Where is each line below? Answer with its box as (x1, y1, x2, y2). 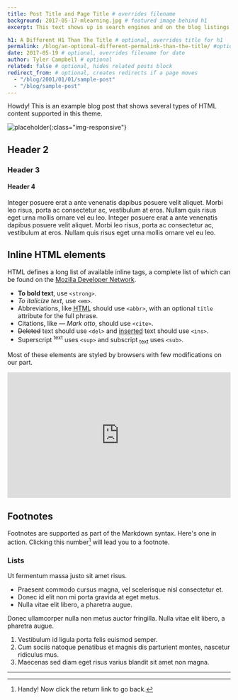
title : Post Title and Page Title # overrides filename (7, 10, 176, 18)
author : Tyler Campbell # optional (7, 56, 113, 64)
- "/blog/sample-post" (13, 82, 81, 89)
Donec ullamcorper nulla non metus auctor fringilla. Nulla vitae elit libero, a (7, 614, 225, 623)
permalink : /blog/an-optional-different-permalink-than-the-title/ (7, 43, 211, 50)
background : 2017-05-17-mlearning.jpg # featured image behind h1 (7, 17, 208, 24)
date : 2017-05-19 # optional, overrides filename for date (7, 50, 186, 57)
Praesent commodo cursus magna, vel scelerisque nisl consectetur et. (17, 585, 224, 594)
